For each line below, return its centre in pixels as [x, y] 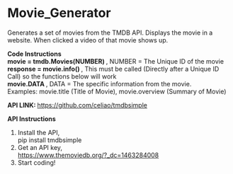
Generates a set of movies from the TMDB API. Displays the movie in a [110, 33]
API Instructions [32, 119]
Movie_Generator [59, 13]
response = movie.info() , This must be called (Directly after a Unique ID [113, 69]
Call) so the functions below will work [62, 76]
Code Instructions [34, 54]
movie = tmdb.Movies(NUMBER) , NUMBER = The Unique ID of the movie [116, 61]
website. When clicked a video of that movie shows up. [88, 40]
